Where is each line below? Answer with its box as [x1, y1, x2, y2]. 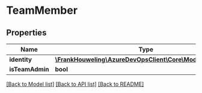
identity [9, 55, 32, 64]
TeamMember [6, 4, 78, 17]
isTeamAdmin [9, 65, 49, 73]
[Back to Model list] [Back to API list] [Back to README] [6, 80, 144, 88]
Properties [6, 28, 47, 38]
